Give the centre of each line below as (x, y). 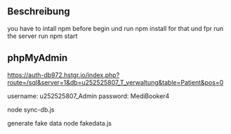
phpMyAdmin (38, 58)
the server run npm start (42, 36)
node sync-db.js (31, 109)
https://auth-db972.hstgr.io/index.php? (64, 75)
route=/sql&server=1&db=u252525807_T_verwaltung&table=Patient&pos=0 (115, 82)
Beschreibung (39, 12)
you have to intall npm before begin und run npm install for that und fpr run (115, 28)
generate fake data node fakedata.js (60, 123)
